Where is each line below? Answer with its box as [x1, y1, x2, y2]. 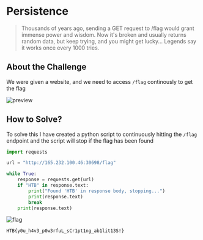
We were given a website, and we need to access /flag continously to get [6, 78, 193, 85]
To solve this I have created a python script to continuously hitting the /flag [6, 130, 197, 138]
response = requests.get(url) [17, 176, 95, 183]
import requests [6, 149, 48, 155]
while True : [6, 171, 37, 177]
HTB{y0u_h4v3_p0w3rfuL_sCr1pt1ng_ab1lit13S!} [6, 228, 124, 234]
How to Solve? [6, 114, 62, 125]
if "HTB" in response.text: [17, 182, 89, 189]
